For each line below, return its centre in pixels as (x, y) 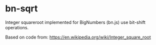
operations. (17, 27)
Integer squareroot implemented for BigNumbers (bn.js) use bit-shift (75, 22)
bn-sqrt (21, 9)
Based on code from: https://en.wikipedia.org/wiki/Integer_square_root (78, 37)
